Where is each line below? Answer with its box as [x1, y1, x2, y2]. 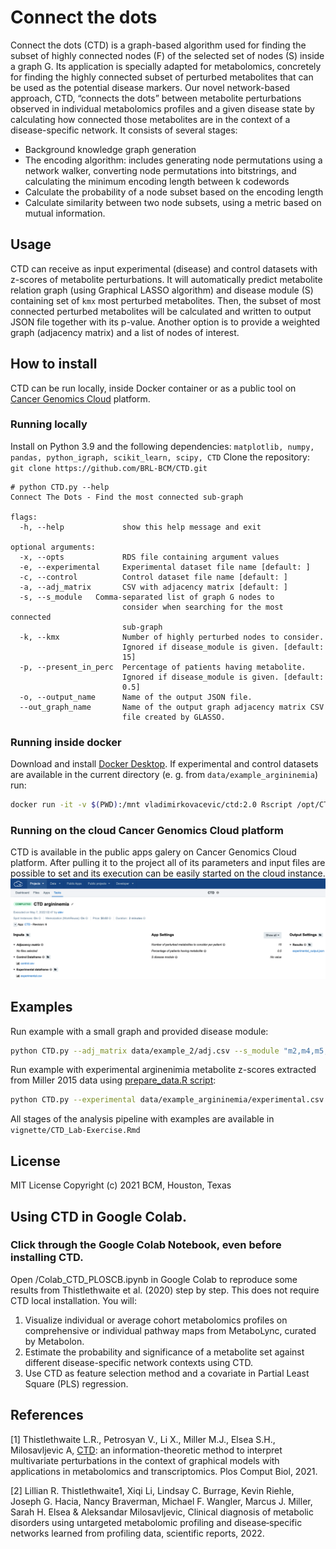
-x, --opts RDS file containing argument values [19, 552, 280, 562]
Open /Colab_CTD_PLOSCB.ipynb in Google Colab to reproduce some [10, 1273, 298, 1285]
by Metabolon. [24, 1335, 85, 1347]
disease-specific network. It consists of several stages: [10, 124, 238, 136]
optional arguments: [10, 542, 97, 552]
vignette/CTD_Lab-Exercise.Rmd [10, 1126, 141, 1136]
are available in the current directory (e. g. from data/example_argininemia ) [10, 769, 319, 781]
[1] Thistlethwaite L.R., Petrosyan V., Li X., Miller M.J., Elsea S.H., [10, 1433, 276, 1445]
